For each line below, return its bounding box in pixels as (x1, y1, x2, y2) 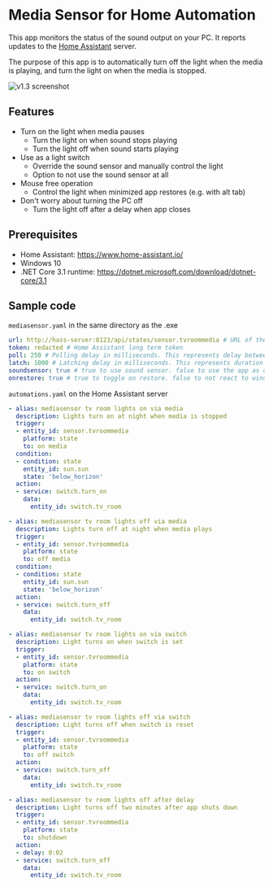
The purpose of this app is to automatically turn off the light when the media (8, 57, 263, 67)
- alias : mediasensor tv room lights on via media (8, 404, 184, 412)
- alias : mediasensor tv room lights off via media (8, 517, 187, 525)
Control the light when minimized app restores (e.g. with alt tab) (32, 187, 246, 197)
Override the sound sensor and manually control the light (32, 161, 223, 171)
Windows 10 (19, 258, 62, 267)
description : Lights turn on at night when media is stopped (15, 412, 227, 420)
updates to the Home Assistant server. (8, 41, 136, 50)
